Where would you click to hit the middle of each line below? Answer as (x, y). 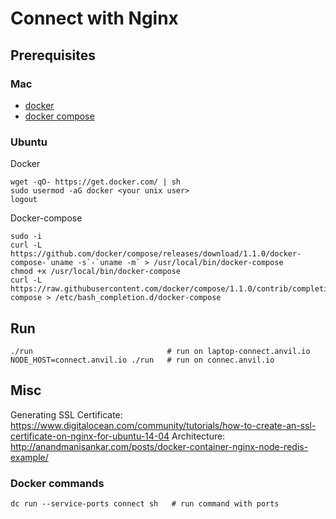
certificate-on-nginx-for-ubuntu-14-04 (90, 436)
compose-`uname (42, 263)
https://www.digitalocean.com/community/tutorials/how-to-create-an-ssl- (163, 425)
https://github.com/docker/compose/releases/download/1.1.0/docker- (156, 254)
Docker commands (57, 483)
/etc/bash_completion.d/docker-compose (138, 298)
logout (24, 200)
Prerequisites (53, 55)
